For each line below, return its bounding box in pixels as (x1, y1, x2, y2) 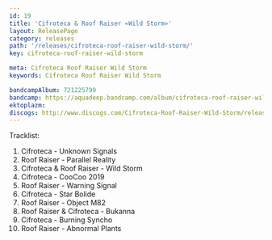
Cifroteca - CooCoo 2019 (20, 172, 105, 182)
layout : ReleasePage (9, 27, 79, 35)
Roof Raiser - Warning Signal (20, 181, 118, 191)
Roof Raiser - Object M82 (20, 198, 107, 208)
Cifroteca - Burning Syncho (20, 215, 113, 225)
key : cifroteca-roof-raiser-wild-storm (9, 49, 144, 57)
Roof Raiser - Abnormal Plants (20, 224, 122, 234)
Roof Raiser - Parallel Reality (20, 155, 116, 165)
